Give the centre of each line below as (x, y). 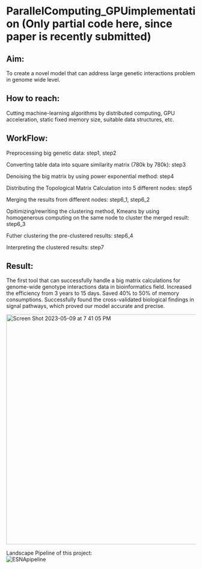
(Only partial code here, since (97, 24)
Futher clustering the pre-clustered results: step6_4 (70, 235)
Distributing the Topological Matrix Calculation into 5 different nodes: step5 (99, 188)
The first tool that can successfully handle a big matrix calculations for (93, 280)
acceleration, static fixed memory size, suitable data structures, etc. (90, 119)
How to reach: (33, 98)
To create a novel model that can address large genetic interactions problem (101, 73)
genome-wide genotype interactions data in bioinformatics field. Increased (99, 287)
